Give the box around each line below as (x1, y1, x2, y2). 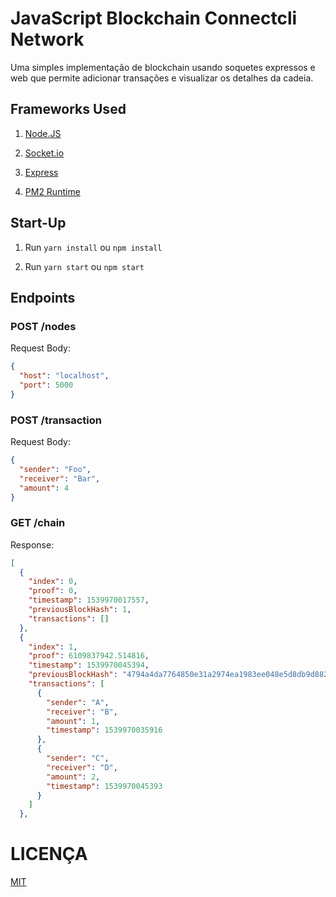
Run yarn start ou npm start (24, 260, 145, 272)
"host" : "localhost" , (19, 371, 110, 381)
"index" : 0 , (28, 577, 78, 587)
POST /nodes (10, 319, 77, 333)
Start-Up (10, 215, 67, 232)
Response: (10, 538, 55, 551)
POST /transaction (10, 413, 102, 427)
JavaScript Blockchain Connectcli (10, 7, 298, 30)
